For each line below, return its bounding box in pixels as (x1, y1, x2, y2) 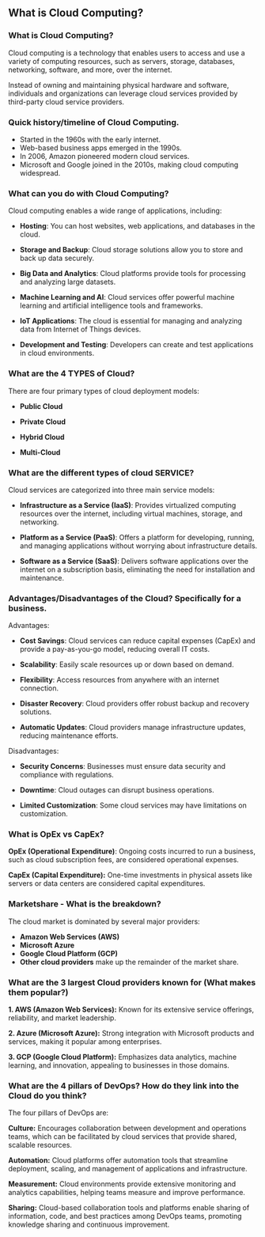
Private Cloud (19, 417, 66, 426)
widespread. (19, 168, 61, 177)
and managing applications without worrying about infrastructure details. (19, 541, 258, 550)
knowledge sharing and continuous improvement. (8, 1220, 170, 1229)
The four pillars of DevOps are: (8, 1108, 109, 1118)
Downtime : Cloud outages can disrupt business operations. (19, 785, 215, 795)
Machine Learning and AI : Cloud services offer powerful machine (19, 293, 235, 302)
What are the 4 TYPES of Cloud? (8, 368, 135, 379)
